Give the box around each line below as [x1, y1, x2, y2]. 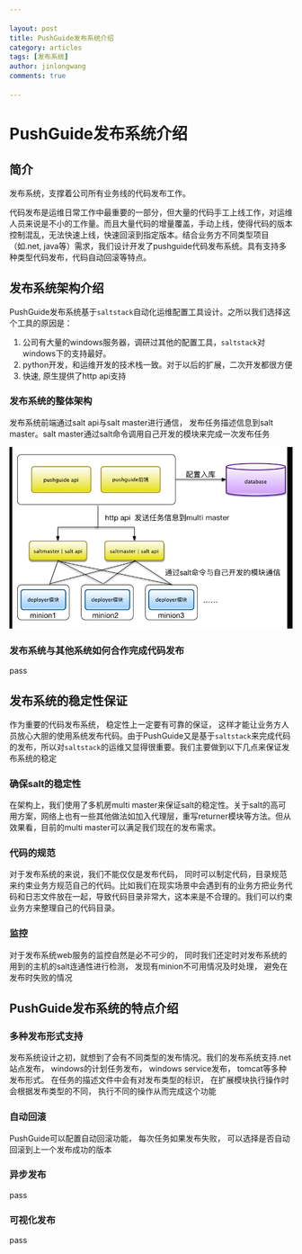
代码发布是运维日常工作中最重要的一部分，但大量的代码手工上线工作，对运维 [9, 207, 293, 218]
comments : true [9, 72, 67, 81]
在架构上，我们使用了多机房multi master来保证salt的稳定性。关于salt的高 [9, 799, 279, 810]
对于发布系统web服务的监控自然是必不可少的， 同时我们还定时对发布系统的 [9, 949, 288, 960]
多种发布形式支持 [9, 1030, 84, 1043]
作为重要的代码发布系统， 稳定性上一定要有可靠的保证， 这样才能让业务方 [9, 719, 281, 730]
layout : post [9, 23, 58, 33]
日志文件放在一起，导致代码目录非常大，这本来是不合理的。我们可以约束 [24, 891, 293, 902]
